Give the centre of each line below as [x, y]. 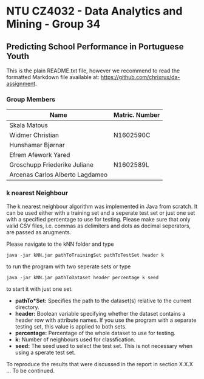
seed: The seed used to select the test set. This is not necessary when [104, 346]
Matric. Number [137, 115]
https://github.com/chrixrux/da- [140, 77]
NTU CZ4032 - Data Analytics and [94, 11]
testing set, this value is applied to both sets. [71, 326]
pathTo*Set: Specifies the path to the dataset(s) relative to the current [103, 301]
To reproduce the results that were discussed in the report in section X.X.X [100, 364]
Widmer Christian [34, 135]
